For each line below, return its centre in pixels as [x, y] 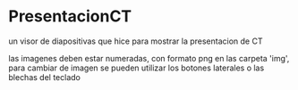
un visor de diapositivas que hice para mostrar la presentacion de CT [136, 41]
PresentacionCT [70, 16]
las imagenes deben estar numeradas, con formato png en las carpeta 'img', [149, 58]
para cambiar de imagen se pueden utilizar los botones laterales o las [136, 68]
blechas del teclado [45, 77]
